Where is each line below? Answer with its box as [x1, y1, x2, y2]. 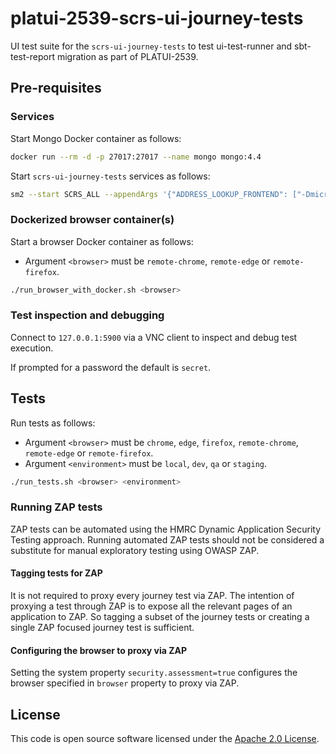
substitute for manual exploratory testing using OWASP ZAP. [10, 544, 260, 556]
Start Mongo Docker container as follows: [10, 132, 182, 144]
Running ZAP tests [10, 500, 103, 514]
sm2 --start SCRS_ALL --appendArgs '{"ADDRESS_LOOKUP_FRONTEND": [10, 189, 288, 199]
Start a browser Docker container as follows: [10, 235, 194, 247]
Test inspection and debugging [10, 308, 165, 322]
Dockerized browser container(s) [10, 213, 175, 227]
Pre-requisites [10, 80, 102, 97]
